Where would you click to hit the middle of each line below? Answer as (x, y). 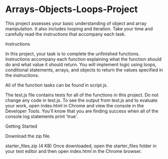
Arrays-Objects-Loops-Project (72, 9)
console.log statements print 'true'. (42, 116)
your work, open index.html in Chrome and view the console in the (75, 105)
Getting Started (21, 126)
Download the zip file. (28, 136)
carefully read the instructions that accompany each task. (65, 34)
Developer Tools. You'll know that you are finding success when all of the (82, 111)
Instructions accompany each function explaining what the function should (83, 59)
